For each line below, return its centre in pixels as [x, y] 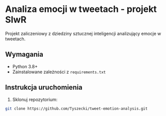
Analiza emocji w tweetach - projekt [81, 9]
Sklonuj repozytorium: [35, 99]
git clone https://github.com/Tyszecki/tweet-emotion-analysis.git [77, 109]
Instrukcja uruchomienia [44, 87]
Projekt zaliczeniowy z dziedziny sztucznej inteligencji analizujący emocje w [83, 33]
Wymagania [24, 55]
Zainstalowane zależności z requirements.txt [59, 72]
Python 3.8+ [25, 66]
